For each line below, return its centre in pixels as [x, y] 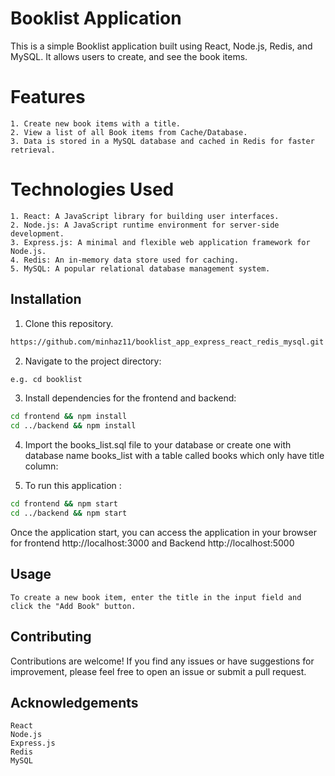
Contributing [51, 637]
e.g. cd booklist [46, 379]
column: [41, 466]
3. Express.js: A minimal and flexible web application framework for [160, 242]
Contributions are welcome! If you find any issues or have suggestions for [162, 661]
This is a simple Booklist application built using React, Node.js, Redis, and [161, 46]
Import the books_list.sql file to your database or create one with [158, 445]
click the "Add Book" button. [73, 606]
